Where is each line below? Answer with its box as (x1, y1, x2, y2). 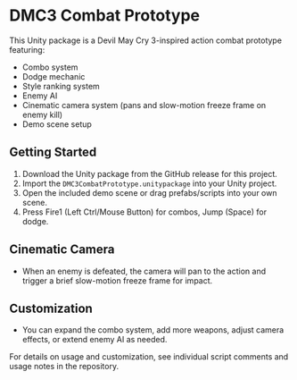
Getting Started (9, 145, 97, 160)
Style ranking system (21, 80, 100, 91)
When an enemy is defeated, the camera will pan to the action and (21, 266, 266, 276)
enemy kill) (21, 109, 63, 120)
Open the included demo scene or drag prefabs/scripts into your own (21, 187, 277, 198)
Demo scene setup (21, 118, 92, 130)
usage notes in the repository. (9, 361, 119, 372)
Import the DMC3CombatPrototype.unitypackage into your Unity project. (21, 178, 277, 189)
